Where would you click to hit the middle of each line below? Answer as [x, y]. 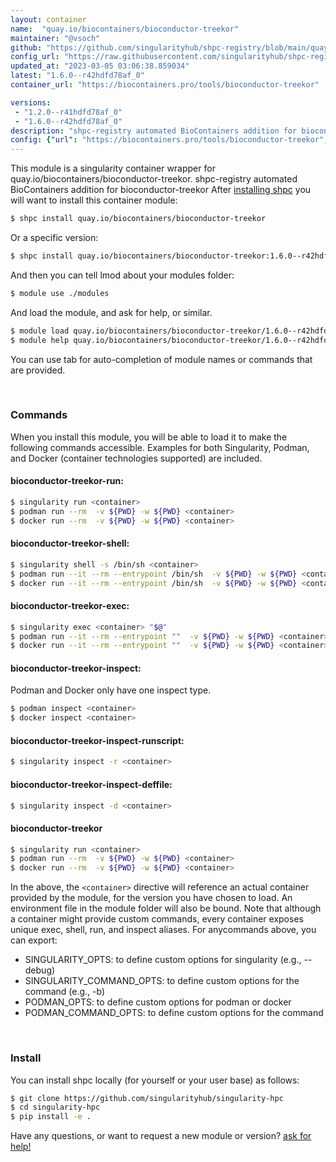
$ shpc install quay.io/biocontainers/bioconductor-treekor [138, 219]
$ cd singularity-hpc [55, 1107]
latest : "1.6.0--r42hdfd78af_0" [77, 76]
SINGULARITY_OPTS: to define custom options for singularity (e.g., [163, 960]
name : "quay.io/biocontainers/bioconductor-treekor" [125, 29]
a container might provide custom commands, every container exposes [157, 919]
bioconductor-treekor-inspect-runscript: [97, 740]
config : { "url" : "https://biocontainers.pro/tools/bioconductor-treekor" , [169, 140]
